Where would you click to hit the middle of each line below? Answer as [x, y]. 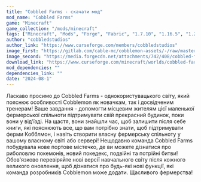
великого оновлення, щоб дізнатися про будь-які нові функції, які [90, 166]
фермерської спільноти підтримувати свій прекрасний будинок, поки [95, 115]
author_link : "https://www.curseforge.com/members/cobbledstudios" [92, 46]
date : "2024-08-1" [29, 79]
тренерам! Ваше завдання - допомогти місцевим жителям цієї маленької [100, 109]
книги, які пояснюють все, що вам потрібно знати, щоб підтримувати [95, 128]
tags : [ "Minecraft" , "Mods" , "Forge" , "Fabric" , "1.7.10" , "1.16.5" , [95, 34]
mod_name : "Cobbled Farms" [40, 17]
